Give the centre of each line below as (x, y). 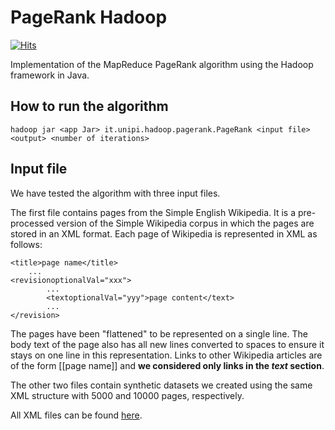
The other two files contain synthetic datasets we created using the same (161, 385)
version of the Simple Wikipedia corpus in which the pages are (185, 223)
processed (32, 223)
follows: (26, 244)
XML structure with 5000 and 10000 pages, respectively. (127, 395)
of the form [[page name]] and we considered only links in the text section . (167, 365)
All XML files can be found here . (76, 415)
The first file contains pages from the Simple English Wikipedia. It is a (153, 212)
